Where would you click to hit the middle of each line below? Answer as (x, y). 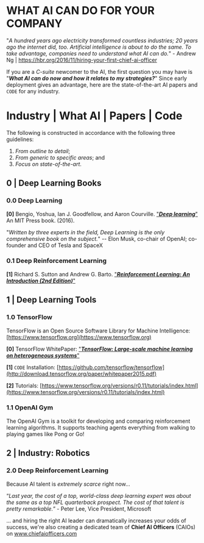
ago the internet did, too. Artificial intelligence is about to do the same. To (99, 47)
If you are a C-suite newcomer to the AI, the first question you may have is (100, 71)
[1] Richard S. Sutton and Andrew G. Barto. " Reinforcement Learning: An (98, 274)
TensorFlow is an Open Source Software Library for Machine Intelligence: (98, 331)
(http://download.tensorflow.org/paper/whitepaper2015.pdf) (82, 373)
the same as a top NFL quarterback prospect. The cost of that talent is (95, 502)
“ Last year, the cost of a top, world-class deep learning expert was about (99, 495)
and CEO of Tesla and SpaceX (65, 245)
